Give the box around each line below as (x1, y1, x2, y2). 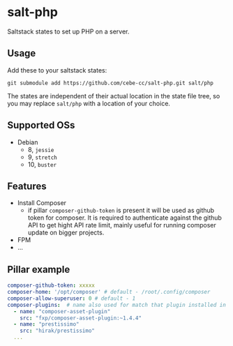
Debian (17, 137, 38, 146)
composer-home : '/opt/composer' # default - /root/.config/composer (7, 289, 211, 296)
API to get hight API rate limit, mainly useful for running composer (27, 221, 216, 230)
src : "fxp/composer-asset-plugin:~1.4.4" (20, 315, 142, 322)
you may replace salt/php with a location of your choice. (7, 99, 171, 107)
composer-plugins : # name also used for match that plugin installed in (7, 301, 227, 308)
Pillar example (7, 263, 70, 276)
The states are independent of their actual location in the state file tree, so (7, 91, 220, 100)
